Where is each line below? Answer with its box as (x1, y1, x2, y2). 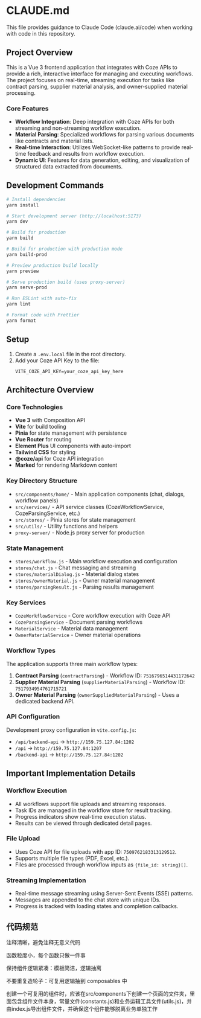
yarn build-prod (6, 251, 47, 257)
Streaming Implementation (6, 876, 86, 885)
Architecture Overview (6, 385, 94, 395)
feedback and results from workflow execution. (27, 150, 145, 158)
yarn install (6, 202, 39, 208)
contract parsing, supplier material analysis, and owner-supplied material (6, 83, 188, 90)
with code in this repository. (6, 30, 75, 37)
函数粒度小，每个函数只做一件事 (6, 952, 86, 959)
